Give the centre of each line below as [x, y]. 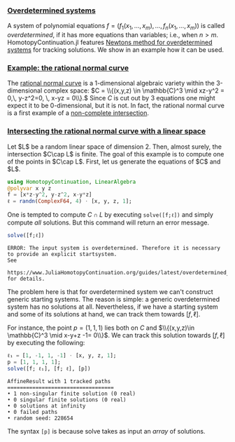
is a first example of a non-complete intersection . [78, 113]
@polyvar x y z [29, 188]
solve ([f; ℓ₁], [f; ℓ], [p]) [49, 368]
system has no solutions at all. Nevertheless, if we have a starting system [113, 307]
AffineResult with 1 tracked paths [59, 381]
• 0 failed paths [33, 412]
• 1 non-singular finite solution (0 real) [72, 394]
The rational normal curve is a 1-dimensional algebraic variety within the [111, 83]
